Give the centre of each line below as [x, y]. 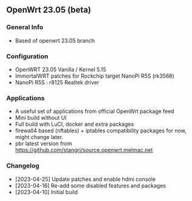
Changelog [23, 166]
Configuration [27, 56]
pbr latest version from [44, 144]
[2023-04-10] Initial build [46, 192]
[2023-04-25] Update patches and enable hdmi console [85, 179]
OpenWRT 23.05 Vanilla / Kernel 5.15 [61, 69]
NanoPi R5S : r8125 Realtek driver [57, 82]
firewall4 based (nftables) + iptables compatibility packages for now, [101, 131]
